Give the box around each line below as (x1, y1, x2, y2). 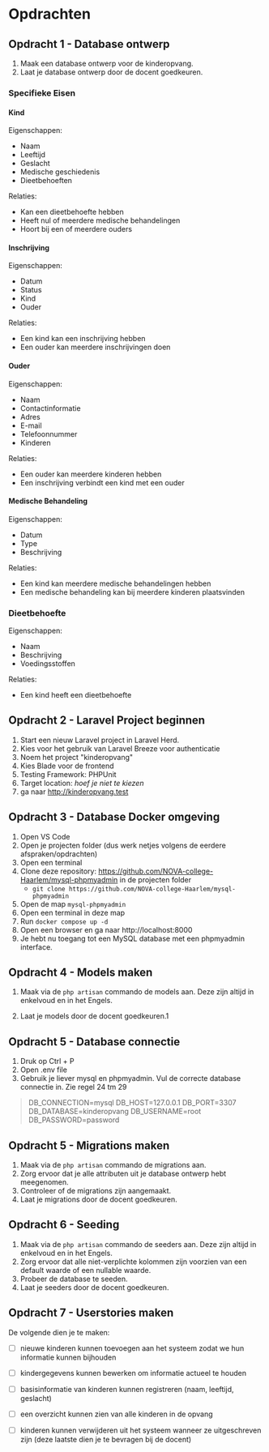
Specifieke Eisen (8, 87, 75, 98)
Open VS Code (19, 831, 70, 841)
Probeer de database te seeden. (19, 1274, 128, 1283)
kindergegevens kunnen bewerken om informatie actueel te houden (19, 1368, 247, 1377)
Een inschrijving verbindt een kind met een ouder (19, 477, 185, 487)
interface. (19, 942, 53, 952)
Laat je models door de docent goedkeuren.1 (19, 1011, 169, 1021)
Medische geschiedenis (19, 167, 100, 177)
